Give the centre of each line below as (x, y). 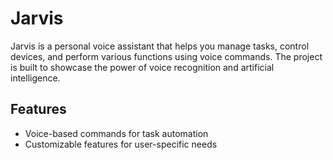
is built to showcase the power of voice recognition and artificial (142, 67)
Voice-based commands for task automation (116, 133)
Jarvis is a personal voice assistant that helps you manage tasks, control (160, 46)
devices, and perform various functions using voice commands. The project (166, 56)
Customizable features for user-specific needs (121, 144)
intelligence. (35, 78)
